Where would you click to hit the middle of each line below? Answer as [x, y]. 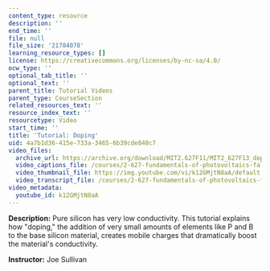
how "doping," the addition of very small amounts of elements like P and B [131, 227]
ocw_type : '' [30, 68]
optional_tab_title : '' [48, 76]
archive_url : [37, 158]
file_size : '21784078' [46, 46]
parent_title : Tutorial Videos [61, 90]
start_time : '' [34, 128]
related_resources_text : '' [55, 105]
